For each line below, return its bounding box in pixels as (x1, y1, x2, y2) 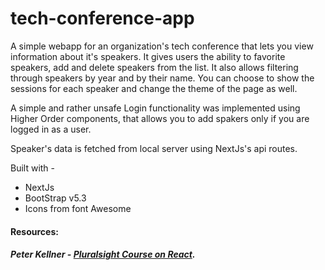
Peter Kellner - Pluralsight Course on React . (10, 248, 196, 261)
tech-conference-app (10, 7, 195, 30)
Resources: (10, 225, 59, 237)
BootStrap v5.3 (24, 192, 87, 204)
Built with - (10, 162, 56, 174)
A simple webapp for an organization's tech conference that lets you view (10, 40, 314, 52)
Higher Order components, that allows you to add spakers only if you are (10, 112, 310, 124)
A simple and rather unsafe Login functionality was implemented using (10, 102, 301, 114)
